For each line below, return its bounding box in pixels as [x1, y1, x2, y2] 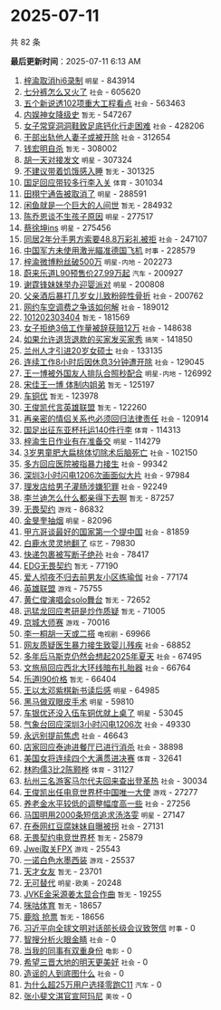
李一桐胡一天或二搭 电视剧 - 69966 [23, 628, 151, 639]
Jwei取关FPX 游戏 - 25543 [23, 843, 121, 854]
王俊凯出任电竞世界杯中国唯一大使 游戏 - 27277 [23, 786, 198, 797]
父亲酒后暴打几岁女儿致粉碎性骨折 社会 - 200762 [23, 290, 204, 301]
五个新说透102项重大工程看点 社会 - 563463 [23, 97, 186, 109]
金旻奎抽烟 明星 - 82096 [23, 515, 112, 525]
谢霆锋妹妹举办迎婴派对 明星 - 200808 [23, 278, 166, 290]
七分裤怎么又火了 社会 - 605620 [23, 86, 141, 97]
